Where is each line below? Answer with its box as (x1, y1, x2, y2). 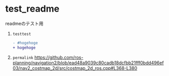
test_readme (5, 3, 60, 15)
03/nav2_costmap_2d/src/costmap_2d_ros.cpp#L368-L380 (12, 65, 138, 71)
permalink (12, 55, 34, 60)
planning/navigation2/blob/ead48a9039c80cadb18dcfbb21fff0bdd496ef (12, 59, 164, 66)
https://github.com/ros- (34, 54, 83, 60)
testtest (12, 31, 31, 36)
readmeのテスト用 (5, 20, 44, 26)
